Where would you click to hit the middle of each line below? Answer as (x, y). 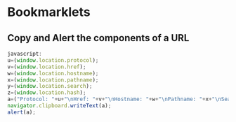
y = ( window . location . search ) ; (50, 86)
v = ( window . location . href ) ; (47, 67)
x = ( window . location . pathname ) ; (53, 80)
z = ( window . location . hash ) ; (47, 93)
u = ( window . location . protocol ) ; (53, 60)
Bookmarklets (49, 12)
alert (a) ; (22, 112)
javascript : (25, 54)
